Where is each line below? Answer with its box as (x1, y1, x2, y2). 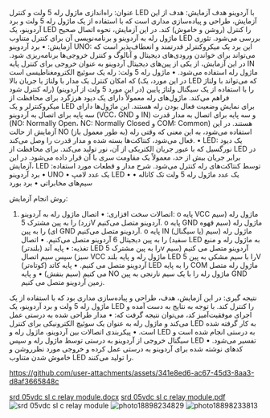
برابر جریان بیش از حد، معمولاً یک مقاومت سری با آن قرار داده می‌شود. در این (9, 152, 241, 162)
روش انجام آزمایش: (9, 193, 68, 203)
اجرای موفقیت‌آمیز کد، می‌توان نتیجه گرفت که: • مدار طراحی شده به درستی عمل (9, 310, 252, 319)
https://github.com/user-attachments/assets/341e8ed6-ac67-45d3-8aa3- (9, 368, 255, 377)
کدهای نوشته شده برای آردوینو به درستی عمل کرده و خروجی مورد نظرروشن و (9, 344, 243, 353)
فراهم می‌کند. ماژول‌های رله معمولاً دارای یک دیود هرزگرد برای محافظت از (9, 93, 230, 102)
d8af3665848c (9, 377, 59, 386)
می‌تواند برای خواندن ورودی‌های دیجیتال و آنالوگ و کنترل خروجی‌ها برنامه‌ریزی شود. (9, 51, 256, 59)
